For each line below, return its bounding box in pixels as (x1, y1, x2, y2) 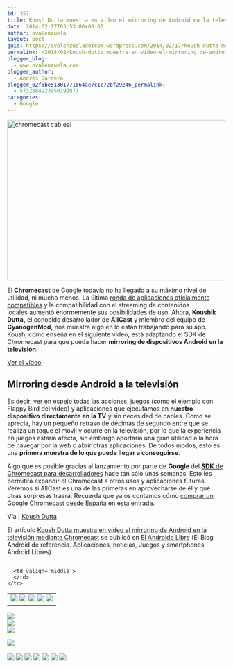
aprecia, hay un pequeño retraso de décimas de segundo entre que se (7, 419, 209, 427)
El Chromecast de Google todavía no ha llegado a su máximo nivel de (7, 286, 207, 294)
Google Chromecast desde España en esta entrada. (7, 499, 155, 507)
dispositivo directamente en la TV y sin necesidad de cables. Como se (7, 411, 212, 420)
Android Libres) (7, 547, 52, 556)
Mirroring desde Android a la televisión (7, 379, 179, 391)
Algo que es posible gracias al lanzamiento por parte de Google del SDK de (7, 462, 223, 470)
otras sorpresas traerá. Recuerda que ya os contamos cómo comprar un (7, 491, 214, 499)
